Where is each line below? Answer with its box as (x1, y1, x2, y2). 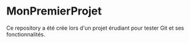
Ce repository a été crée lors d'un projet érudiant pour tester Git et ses (6, 24, 184, 31)
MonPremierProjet (6, 4, 102, 18)
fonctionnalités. (6, 30, 46, 38)
